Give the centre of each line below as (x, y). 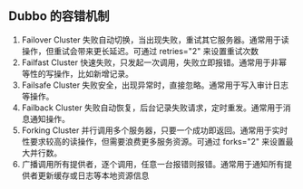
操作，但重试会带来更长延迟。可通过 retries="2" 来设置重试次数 (140, 51)
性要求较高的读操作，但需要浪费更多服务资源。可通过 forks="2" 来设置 (154, 141)
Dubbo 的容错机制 (59, 16)
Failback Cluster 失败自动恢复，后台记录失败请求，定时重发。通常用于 (152, 108)
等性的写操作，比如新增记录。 (77, 73)
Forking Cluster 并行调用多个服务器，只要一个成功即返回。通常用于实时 (155, 130)
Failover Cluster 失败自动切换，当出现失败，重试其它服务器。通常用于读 (155, 40)
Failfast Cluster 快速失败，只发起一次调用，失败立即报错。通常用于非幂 (154, 62)
